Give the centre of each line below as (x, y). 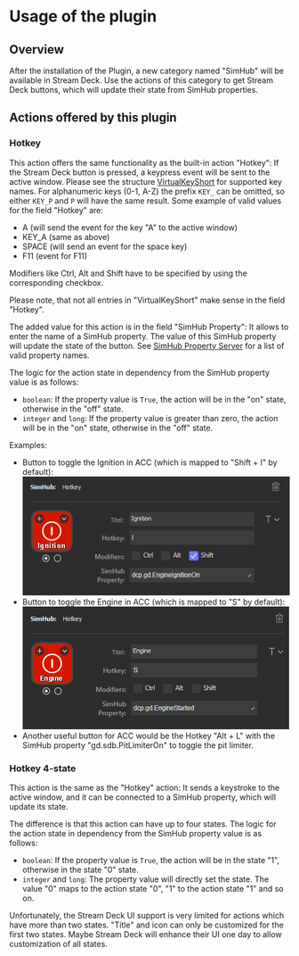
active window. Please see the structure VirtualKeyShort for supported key (146, 181)
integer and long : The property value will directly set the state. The (145, 879)
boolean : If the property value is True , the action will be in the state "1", (151, 860)
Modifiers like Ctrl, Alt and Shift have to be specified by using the (128, 273)
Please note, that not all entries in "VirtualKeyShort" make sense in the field (147, 300)
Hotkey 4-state (43, 768)
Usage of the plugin (83, 17)
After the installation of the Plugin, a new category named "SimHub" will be (147, 71)
